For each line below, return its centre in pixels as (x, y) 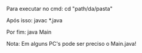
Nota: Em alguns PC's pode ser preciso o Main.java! (71, 44)
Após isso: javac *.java (34, 20)
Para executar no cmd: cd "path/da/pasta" (59, 9)
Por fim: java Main (29, 32)
